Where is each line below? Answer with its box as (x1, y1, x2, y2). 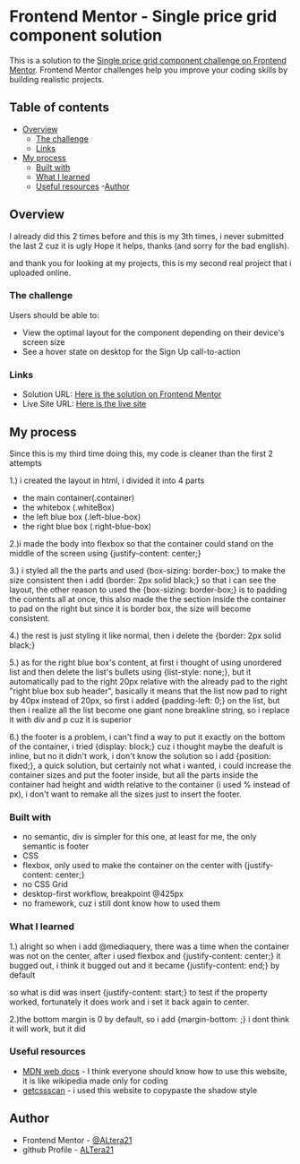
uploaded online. (9, 267, 72, 278)
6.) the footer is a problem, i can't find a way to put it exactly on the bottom (9, 731, 286, 742)
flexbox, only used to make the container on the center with (21, 860, 243, 871)
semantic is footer (21, 841, 90, 852)
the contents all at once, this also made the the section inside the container (9, 593, 287, 604)
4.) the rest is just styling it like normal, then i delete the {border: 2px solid (9, 630, 282, 641)
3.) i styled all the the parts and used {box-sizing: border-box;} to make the (9, 565, 287, 575)
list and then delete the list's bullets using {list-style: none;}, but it (9, 666, 252, 677)
